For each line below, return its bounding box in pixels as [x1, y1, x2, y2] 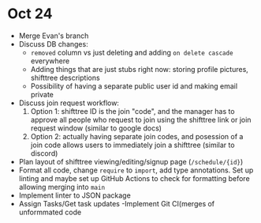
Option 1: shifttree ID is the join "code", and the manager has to [30, 106, 235, 115]
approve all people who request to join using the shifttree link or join [30, 115, 252, 124]
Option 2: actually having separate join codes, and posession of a [30, 131, 244, 141]
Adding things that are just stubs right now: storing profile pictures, [30, 64, 249, 74]
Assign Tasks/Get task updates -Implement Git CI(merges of [18, 198, 215, 208]
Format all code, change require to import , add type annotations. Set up [18, 165, 254, 175]
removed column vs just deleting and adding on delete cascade [30, 47, 233, 57]
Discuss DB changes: [18, 39, 88, 48]
